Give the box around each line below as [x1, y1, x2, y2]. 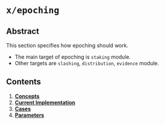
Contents [6, 77, 41, 87]
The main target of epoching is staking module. [14, 53, 131, 61]
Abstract [6, 26, 40, 36]
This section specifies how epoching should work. [6, 42, 129, 49]
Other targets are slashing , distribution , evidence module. [14, 60, 160, 66]
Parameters [14, 112, 44, 119]
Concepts [14, 93, 40, 100]
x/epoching [6, 5, 60, 16]
